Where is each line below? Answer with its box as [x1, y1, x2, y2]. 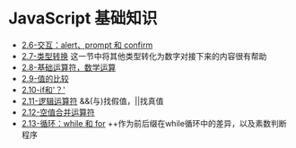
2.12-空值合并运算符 [21, 107, 95, 118]
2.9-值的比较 [21, 73, 69, 83]
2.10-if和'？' [21, 84, 66, 95]
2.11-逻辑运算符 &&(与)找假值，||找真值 [21, 95, 164, 106]
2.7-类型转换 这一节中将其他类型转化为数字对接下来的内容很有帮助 [21, 50, 267, 61]
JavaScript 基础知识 [8, 8, 158, 29]
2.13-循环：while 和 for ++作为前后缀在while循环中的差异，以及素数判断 [21, 118, 288, 128]
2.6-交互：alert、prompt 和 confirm [21, 39, 153, 50]
